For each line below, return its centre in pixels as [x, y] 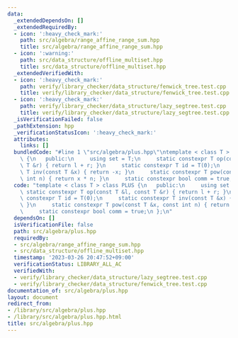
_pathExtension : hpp [44, 126]
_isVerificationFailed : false [58, 119]
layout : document [33, 297]
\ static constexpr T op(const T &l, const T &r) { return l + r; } [123, 192]
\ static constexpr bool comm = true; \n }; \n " [96, 212]
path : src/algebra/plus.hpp [55, 231]
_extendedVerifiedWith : [49, 73]
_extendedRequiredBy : [46, 27]
